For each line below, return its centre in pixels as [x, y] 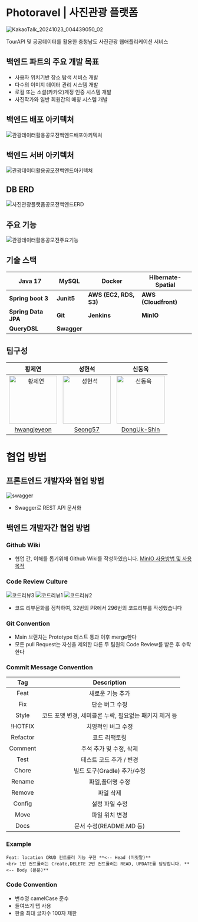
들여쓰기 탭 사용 [33, 906]
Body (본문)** [33, 870]
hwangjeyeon [33, 429]
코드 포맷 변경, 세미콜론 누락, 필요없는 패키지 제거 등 [110, 716]
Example [19, 844]
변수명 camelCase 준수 [42, 898]
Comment [23, 748]
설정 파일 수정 [110, 804]
